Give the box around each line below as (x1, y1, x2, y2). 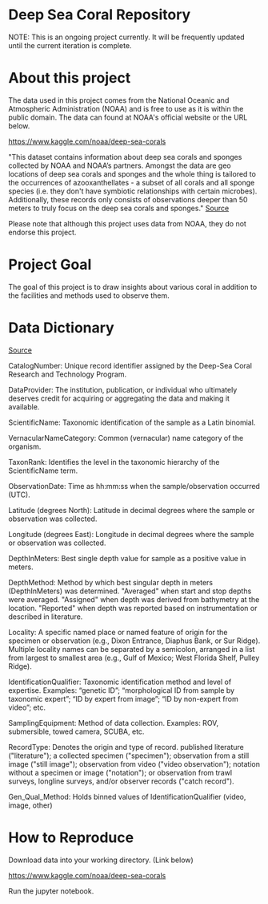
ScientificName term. (8, 466, 78, 475)
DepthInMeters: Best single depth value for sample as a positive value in (8, 553, 246, 563)
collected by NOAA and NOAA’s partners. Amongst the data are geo (8, 161, 231, 170)
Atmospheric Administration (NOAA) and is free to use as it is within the (8, 104, 244, 113)
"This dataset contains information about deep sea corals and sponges (8, 152, 242, 161)
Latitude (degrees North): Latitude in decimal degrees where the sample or (8, 505, 255, 515)
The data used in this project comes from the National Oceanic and (8, 95, 230, 105)
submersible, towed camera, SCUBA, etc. (8, 727, 145, 736)
